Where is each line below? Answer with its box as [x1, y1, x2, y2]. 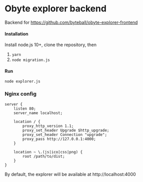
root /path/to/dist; [22, 154, 65, 159]
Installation [4, 31, 28, 37]
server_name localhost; [13, 110, 63, 116]
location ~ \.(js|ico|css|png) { [13, 149, 83, 154]
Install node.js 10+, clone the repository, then [4, 42, 97, 48]
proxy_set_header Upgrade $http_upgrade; [22, 127, 110, 133]
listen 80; [13, 106, 36, 111]
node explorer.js [4, 79, 41, 84]
